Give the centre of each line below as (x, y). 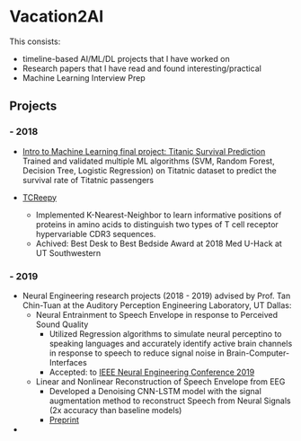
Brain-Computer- (258, 353)
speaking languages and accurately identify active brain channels (171, 343)
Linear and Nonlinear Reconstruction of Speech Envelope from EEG (160, 381)
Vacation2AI (57, 17)
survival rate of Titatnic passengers (88, 180)
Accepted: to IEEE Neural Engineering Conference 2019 (152, 372)
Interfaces (68, 362)
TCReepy (39, 197)
